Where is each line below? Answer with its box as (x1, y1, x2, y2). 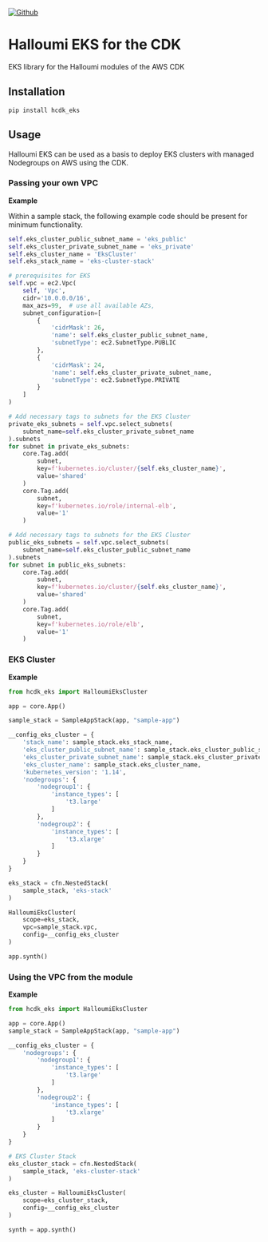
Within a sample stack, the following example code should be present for (8, 211, 248, 221)
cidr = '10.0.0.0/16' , (22, 294, 91, 302)
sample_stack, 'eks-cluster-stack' (22, 1167, 141, 1175)
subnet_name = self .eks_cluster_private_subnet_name (22, 428, 195, 436)
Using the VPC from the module (8, 971, 133, 982)
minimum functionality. (8, 220, 84, 229)
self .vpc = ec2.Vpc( (8, 280, 77, 288)
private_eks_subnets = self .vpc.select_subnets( (8, 420, 173, 428)
